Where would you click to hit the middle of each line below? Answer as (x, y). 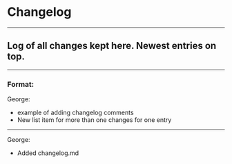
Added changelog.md (48, 153)
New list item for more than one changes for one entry (94, 120)
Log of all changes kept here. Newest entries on (112, 46)
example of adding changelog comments (75, 113)
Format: (21, 84)
